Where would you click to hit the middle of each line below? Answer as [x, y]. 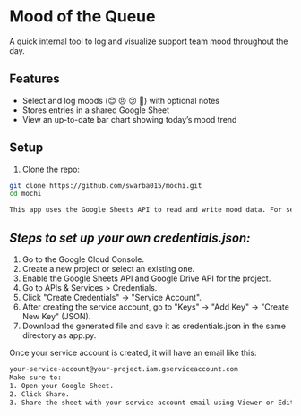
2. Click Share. [39, 394]
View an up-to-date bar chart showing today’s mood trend [129, 119]
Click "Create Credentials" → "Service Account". [112, 297]
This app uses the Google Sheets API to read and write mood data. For [146, 210]
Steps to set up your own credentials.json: [130, 238]
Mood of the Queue [82, 17]
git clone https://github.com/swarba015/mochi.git [106, 185]
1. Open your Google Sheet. [62, 386]
